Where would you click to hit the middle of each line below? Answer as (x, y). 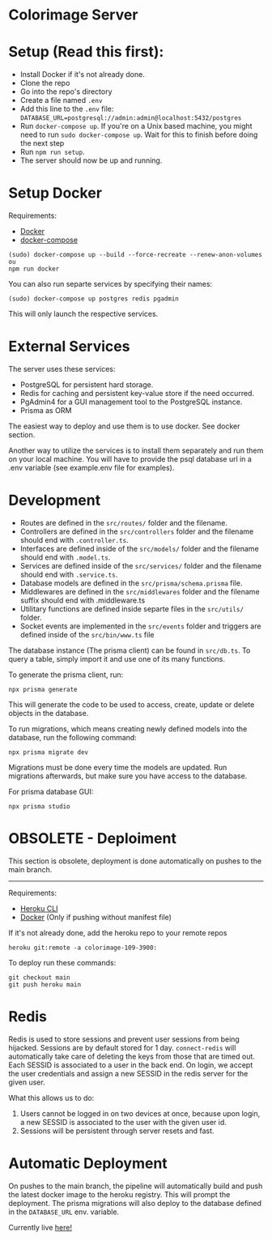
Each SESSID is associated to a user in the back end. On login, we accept (131, 1065)
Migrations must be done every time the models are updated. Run (118, 767)
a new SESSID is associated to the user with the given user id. (123, 1122)
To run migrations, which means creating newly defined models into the (128, 729)
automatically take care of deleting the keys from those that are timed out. (132, 1056)
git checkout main (39, 978)
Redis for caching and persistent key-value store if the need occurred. (137, 393)
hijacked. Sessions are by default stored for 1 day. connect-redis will (122, 1047)
